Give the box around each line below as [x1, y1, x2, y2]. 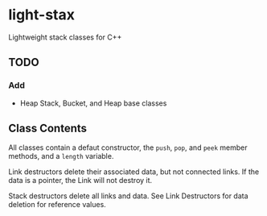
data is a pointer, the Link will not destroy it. [8, 176, 153, 185]
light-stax [8, 6, 75, 24]
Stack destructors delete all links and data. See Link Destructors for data [8, 191, 249, 201]
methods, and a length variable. [8, 152, 114, 161]
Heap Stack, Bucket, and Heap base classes [19, 98, 167, 108]
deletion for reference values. [8, 200, 106, 210]
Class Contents [8, 122, 87, 135]
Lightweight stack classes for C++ [8, 32, 122, 42]
